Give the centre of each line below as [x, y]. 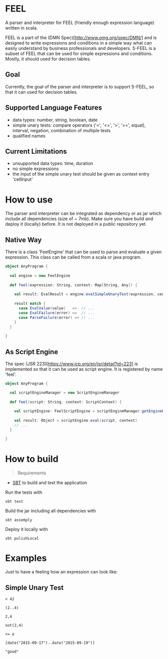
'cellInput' [23, 179]
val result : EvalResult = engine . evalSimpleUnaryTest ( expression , [85, 294]
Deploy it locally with [27, 529]
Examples [26, 558]
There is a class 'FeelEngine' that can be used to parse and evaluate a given [83, 252]
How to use [29, 199]
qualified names [29, 136]
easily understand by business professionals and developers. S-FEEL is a [80, 48]
